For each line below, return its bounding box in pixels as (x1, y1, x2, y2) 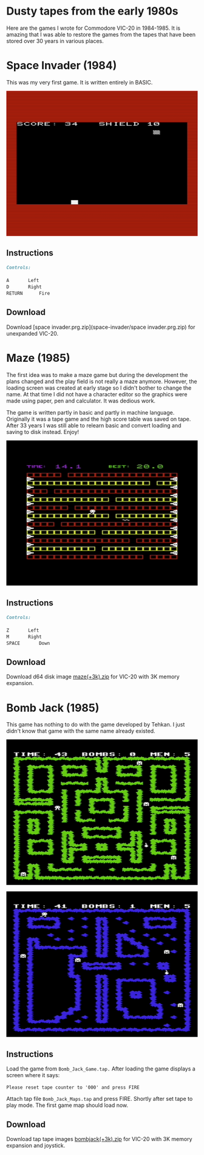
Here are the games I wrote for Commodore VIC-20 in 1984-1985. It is (6, 24, 181, 32)
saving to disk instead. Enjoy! (6, 428, 80, 435)
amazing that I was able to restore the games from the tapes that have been (6, 30, 196, 38)
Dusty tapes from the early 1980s (6, 4, 178, 18)
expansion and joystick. (6, 1142, 66, 1149)
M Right (6, 633, 42, 640)
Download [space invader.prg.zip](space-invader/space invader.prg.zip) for (6, 323, 195, 331)
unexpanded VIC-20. (6, 329, 59, 337)
